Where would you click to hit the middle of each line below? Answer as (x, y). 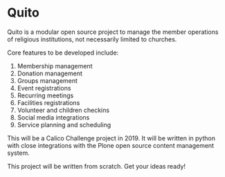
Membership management (55, 66)
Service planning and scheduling (64, 124)
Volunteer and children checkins (63, 110)
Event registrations (44, 88)
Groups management (47, 80)
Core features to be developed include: (63, 53)
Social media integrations (53, 117)
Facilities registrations (48, 102)
